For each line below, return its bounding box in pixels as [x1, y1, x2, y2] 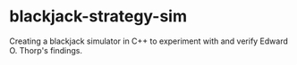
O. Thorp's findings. [9, 45, 83, 55]
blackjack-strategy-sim [9, 6, 188, 27]
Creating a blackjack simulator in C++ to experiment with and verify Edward [9, 36, 289, 46]
